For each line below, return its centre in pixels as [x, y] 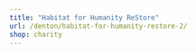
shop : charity [36, 34]
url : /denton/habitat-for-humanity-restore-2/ [98, 26]
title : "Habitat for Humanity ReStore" [84, 18]
